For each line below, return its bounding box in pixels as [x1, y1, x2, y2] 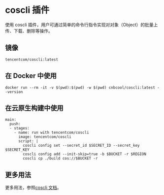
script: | [18, 139, 38, 144]
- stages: [9, 126, 30, 131]
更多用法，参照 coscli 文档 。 [5, 185, 62, 191]
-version [5, 89, 23, 94]
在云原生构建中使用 [5, 104, 64, 112]
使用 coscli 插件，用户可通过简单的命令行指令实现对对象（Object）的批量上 [5, 22, 158, 28]
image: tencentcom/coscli [18, 134, 71, 139]
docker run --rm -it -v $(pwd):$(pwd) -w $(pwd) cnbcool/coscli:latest [5, 85, 155, 90]
